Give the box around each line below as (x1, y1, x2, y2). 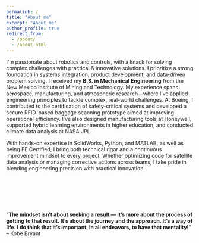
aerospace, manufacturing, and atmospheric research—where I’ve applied (6, 90, 188, 97)
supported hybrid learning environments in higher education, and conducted (6, 121, 194, 129)
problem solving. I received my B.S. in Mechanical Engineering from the (6, 77, 184, 84)
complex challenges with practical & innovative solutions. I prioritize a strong (6, 64, 194, 71)
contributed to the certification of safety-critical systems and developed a (6, 102, 187, 110)
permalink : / (6, 8, 39, 15)
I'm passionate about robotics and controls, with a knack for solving (6, 58, 172, 66)
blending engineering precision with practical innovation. (6, 164, 146, 172)
